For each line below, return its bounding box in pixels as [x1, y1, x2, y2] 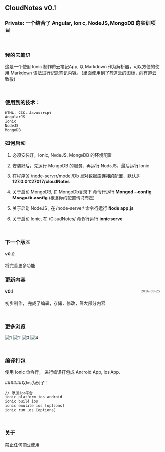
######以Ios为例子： [5, 380, 49, 386]
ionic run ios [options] [5, 408, 56, 413]
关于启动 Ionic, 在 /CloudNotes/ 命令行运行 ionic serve [12, 216, 123, 222]
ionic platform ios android [5, 395, 63, 400]
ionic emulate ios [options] [5, 403, 65, 408]
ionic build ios [5, 399, 38, 404]
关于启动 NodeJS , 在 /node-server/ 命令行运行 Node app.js [12, 205, 134, 211]
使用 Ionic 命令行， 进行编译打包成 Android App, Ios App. [5, 369, 120, 375]
